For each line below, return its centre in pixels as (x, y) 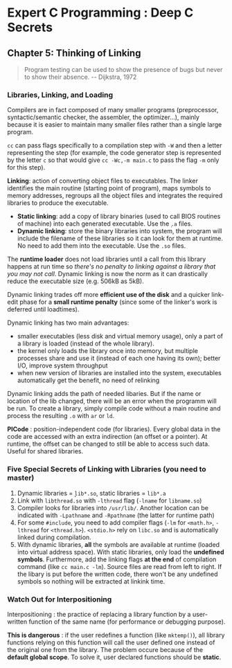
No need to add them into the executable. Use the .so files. (101, 246)
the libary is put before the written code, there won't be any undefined (117, 574)
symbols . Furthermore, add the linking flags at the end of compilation (117, 559)
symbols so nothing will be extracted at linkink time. (91, 581)
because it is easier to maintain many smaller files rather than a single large (115, 125)
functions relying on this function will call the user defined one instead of (111, 642)
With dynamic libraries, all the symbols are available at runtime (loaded (118, 544)
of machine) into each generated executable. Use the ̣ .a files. (105, 224)
